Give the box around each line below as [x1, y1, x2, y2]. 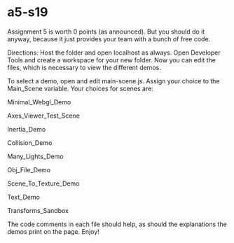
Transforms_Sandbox [7, 206, 69, 214]
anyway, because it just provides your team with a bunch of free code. [7, 34, 211, 43]
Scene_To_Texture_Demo [7, 179, 80, 188]
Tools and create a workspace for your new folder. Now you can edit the [7, 55, 216, 64]
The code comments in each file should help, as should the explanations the [7, 220, 228, 228]
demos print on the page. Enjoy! [7, 227, 99, 235]
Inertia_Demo [7, 125, 46, 133]
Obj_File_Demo [7, 165, 51, 174]
